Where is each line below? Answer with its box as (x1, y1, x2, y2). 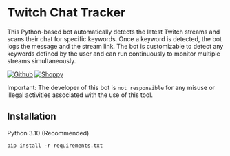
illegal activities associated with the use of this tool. (7, 91, 154, 99)
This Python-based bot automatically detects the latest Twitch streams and (7, 27, 220, 36)
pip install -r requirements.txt (7, 142, 103, 149)
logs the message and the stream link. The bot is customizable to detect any (7, 42, 224, 50)
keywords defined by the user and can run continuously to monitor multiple (7, 49, 220, 58)
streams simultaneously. (7, 56, 76, 65)
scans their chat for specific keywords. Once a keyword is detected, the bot (7, 34, 222, 43)
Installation (7, 111, 56, 122)
